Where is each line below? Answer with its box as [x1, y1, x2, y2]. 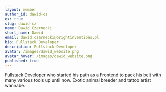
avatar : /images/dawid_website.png [5, 49, 79, 54]
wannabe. [5, 83, 26, 89]
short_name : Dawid [5, 30, 43, 35]
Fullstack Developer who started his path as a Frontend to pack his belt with [5, 72, 161, 78]
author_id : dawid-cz [5, 12, 48, 17]
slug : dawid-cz [5, 21, 37, 26]
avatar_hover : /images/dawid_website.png [5, 53, 93, 59]
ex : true [5, 16, 23, 21]
